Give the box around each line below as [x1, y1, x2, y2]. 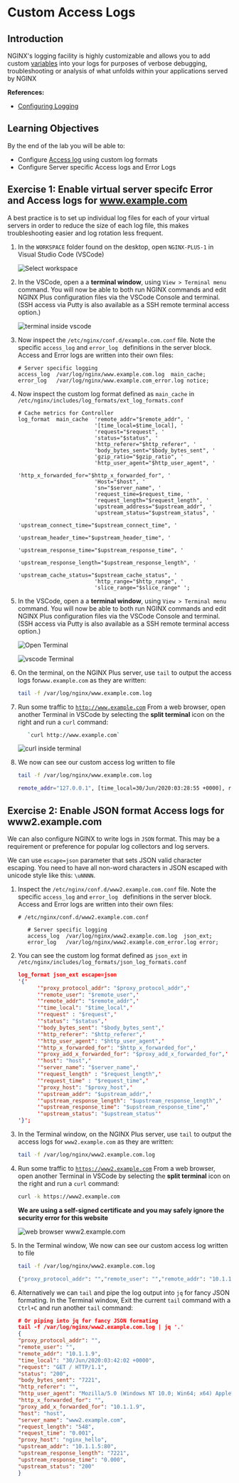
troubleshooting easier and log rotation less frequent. [7, 229, 164, 237]
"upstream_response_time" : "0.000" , [17, 1456, 127, 1463]
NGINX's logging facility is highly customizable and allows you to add [7, 51, 211, 60]
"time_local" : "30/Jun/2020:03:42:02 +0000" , [17, 1357, 155, 1364]
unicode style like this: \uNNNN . [7, 871, 96, 879]
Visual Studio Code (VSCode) [17, 250, 105, 259]
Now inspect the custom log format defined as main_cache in [17, 389, 195, 398]
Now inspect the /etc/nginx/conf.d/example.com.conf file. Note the [17, 336, 216, 344]
